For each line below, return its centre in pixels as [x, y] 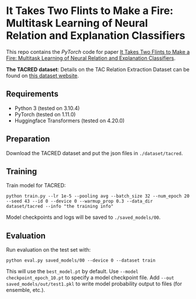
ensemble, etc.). [26, 290]
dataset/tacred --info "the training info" [60, 207]
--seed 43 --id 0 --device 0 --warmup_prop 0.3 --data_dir [80, 201]
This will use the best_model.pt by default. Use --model [72, 271]
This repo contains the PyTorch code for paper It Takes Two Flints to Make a [98, 51]
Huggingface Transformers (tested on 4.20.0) [69, 121]
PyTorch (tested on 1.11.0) [45, 114]
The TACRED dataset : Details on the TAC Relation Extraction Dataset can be [98, 69]
